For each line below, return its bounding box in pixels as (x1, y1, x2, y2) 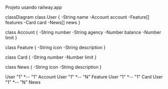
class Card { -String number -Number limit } (5, 54, 97, 60)
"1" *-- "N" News (5, 79, 41, 85)
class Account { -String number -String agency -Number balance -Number (5, 29, 161, 35)
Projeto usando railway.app (5, 5, 62, 10)
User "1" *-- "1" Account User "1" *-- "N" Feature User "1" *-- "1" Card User (5, 74, 163, 80)
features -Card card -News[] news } (5, 20, 80, 25)
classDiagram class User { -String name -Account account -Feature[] (5, 14, 150, 20)
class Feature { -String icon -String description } (5, 45, 106, 50)
